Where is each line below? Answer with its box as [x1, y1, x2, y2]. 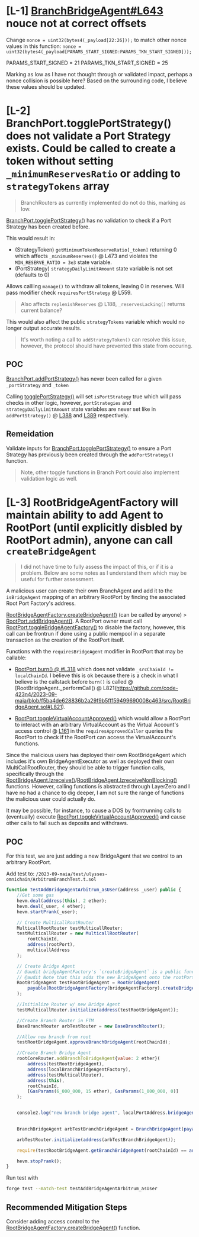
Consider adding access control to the [6, 1217, 99, 1225]
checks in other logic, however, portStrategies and [6, 399, 131, 406]
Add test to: [6, 870, 35, 877]
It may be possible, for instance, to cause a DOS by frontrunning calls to [6, 807, 182, 814]
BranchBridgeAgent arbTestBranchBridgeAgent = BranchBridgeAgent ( [17, 1126, 184, 1132]
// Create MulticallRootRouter [17, 919, 94, 926]
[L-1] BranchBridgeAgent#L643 [6, 4, 164, 18]
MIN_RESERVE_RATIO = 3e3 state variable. [14, 259, 113, 266]
